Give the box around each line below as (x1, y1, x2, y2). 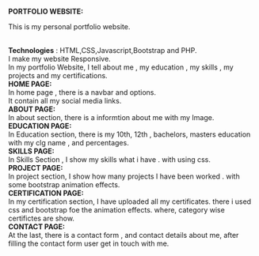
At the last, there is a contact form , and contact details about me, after (8, 231, 239, 239)
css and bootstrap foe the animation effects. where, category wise (8, 205, 226, 214)
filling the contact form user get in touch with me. (8, 239, 169, 248)
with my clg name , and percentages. (8, 138, 129, 147)
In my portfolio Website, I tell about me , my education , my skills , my (8, 62, 234, 72)
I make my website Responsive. (8, 55, 111, 63)
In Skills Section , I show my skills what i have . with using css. (8, 155, 211, 164)
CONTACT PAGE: (8, 222, 66, 232)
